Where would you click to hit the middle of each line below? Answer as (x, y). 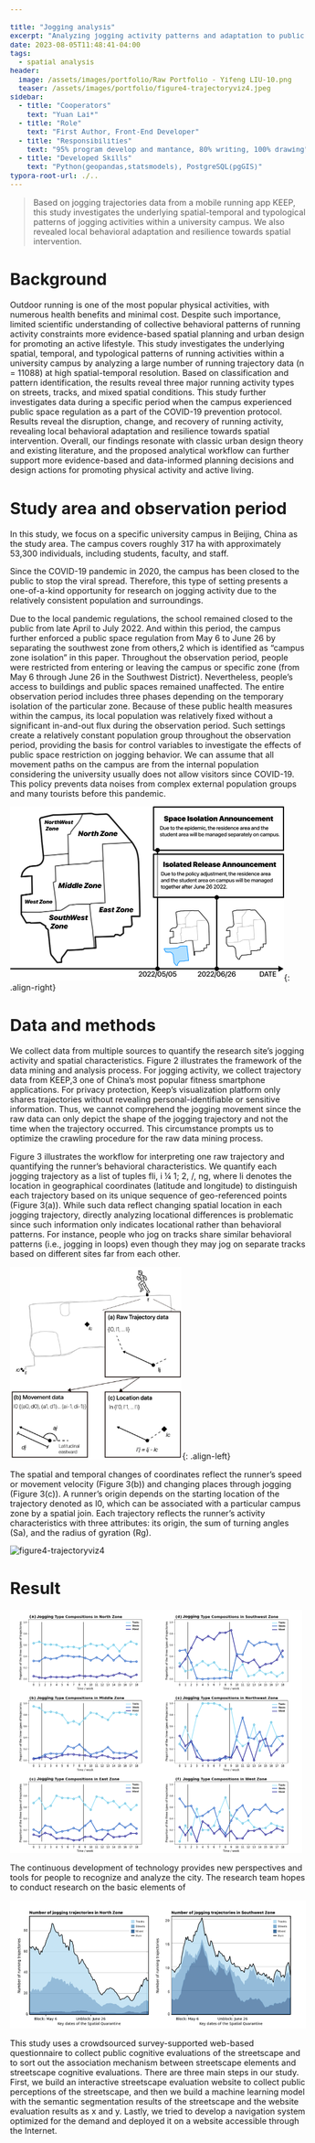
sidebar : (26, 97)
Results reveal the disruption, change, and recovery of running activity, (147, 422)
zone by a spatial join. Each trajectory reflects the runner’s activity (137, 1513)
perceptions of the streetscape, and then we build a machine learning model (157, 2092)
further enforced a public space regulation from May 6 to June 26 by (143, 638)
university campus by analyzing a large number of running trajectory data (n (157, 363)
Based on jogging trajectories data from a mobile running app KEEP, (164, 202)
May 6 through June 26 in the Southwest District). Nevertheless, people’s (152, 677)
